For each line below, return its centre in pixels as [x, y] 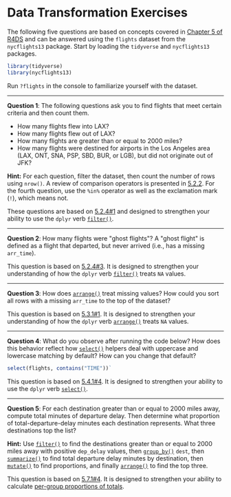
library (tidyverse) [35, 66]
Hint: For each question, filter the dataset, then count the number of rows [111, 176]
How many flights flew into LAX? [63, 126]
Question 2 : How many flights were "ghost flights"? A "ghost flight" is [106, 238]
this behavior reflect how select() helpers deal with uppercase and [103, 348]
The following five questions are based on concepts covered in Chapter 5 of [115, 32]
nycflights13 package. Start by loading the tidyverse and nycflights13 [108, 46]
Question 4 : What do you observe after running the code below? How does [114, 341]
